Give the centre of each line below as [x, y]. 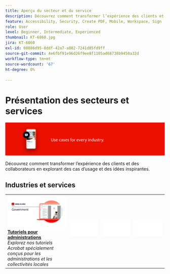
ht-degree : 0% [20, 69]
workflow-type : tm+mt [28, 59]
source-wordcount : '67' [30, 64]
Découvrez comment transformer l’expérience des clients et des [72, 164]
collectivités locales [28, 264]
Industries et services [40, 185]
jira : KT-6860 [20, 43]
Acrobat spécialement [31, 248]
